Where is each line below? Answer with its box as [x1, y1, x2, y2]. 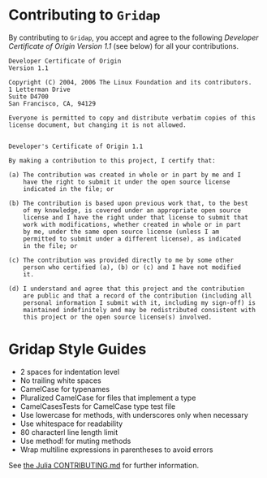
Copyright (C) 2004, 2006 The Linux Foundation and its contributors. [8, 78, 252, 86]
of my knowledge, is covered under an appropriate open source [23, 206, 242, 215]
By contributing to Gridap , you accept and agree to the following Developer [8, 33, 259, 42]
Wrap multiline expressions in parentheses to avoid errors [19, 445, 213, 454]
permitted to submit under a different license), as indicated [23, 234, 242, 243]
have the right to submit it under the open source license [23, 177, 230, 186]
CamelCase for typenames [19, 384, 110, 393]
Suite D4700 [8, 92, 49, 101]
